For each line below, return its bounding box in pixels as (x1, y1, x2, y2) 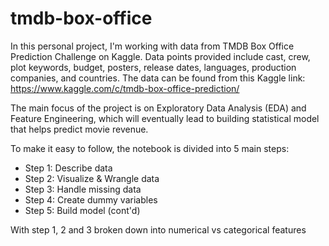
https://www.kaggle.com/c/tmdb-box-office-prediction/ (10, 82, 240, 94)
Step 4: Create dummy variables (24, 193, 158, 206)
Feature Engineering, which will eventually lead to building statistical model (10, 112, 320, 124)
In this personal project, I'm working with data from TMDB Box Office (10, 40, 295, 52)
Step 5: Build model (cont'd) (24, 204, 141, 216)
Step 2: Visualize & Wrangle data (24, 172, 160, 184)
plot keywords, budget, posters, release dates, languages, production (10, 61, 297, 73)
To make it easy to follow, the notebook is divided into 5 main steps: (10, 142, 290, 154)
